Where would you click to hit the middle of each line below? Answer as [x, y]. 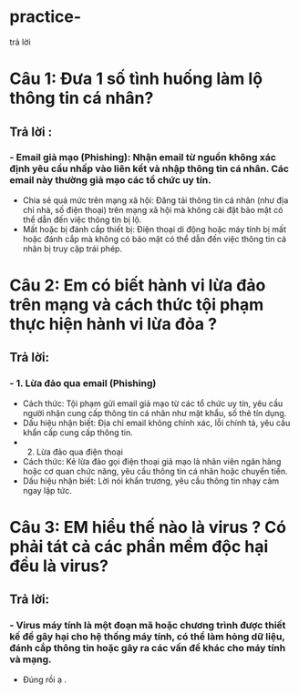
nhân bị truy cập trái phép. [72, 249]
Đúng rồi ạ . [44, 679]
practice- [46, 17]
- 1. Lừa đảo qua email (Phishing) [83, 383]
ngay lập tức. [47, 490]
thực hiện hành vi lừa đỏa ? [113, 324]
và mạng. [31, 659]
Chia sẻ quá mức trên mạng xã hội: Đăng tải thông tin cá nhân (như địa [155, 200]
